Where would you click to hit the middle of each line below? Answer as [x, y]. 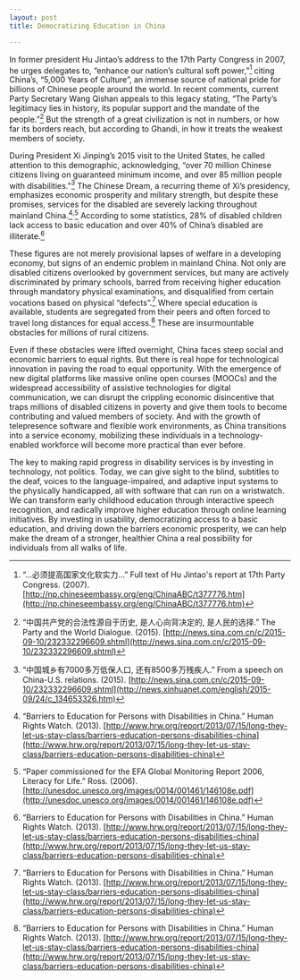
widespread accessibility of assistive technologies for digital [120, 388]
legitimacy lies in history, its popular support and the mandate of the [134, 108]
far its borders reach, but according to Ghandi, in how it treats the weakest [146, 128]
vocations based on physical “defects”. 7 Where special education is [133, 302]
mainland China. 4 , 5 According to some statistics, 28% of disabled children [146, 215]
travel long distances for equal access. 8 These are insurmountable [132, 322]
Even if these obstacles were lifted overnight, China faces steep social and [146, 350]
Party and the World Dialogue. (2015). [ [94, 633]
